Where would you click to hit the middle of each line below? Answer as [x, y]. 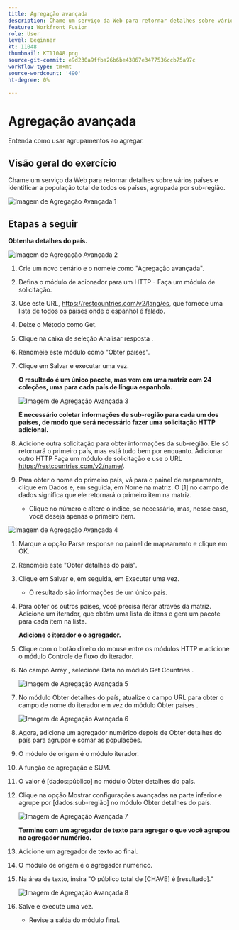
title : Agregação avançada [48, 14]
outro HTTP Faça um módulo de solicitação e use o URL [100, 458]
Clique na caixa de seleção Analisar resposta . [86, 338]
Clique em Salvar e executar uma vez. [74, 365]
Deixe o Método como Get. [57, 324]
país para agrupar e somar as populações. [80, 740]
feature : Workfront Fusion [48, 27]
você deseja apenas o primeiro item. [82, 516]
